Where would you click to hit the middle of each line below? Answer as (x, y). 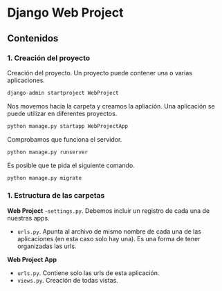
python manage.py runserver (48, 152)
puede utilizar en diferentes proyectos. (62, 113)
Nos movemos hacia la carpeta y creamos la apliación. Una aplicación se (111, 106)
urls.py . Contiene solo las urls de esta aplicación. (88, 273)
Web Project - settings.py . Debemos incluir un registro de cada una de (108, 210)
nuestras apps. (28, 218)
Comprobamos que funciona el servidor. (65, 139)
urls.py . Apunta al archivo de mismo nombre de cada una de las (109, 231)
